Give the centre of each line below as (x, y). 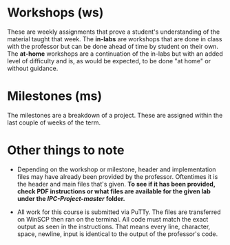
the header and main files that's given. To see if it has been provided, (116, 184)
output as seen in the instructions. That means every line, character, (114, 226)
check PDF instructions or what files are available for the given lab (114, 191)
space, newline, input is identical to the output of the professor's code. (117, 234)
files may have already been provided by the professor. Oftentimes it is (117, 176)
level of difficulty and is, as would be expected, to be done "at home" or (109, 61)
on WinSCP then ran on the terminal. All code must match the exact (113, 219)
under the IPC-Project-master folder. (71, 198)
